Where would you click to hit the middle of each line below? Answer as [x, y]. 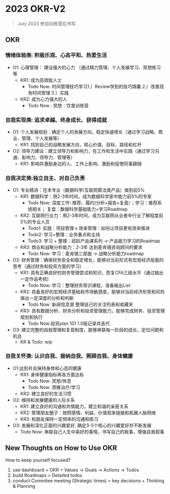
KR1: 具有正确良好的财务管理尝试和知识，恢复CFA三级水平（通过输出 [92, 273]
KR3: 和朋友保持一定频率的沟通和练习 [59, 419]
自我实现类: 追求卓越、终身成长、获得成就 [56, 120]
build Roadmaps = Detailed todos [47, 475]
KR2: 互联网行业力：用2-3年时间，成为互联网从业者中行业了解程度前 [92, 215]
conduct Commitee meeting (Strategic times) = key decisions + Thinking [88, 481]
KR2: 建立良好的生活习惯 [46, 393]
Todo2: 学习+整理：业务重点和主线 [64, 235]
